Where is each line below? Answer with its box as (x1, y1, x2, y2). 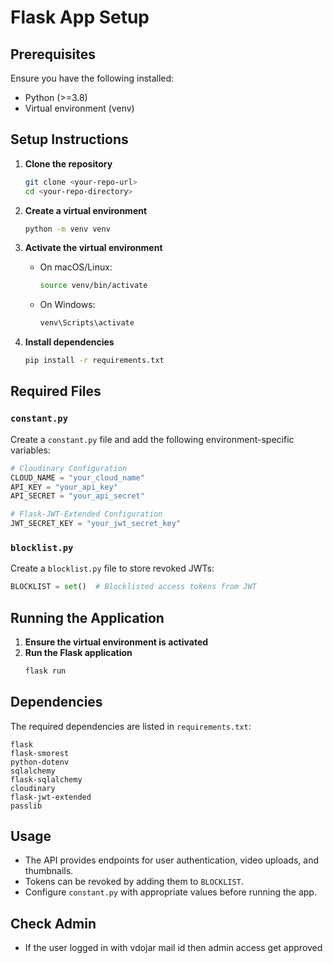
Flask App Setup (10, 6, 150, 29)
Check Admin (10, 915, 97, 932)
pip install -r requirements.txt (24, 356, 165, 366)
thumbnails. (24, 865, 74, 877)
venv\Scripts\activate (39, 318, 135, 328)
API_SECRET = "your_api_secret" (10, 491, 145, 501)
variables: (10, 444, 51, 456)
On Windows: (39, 299, 96, 311)
